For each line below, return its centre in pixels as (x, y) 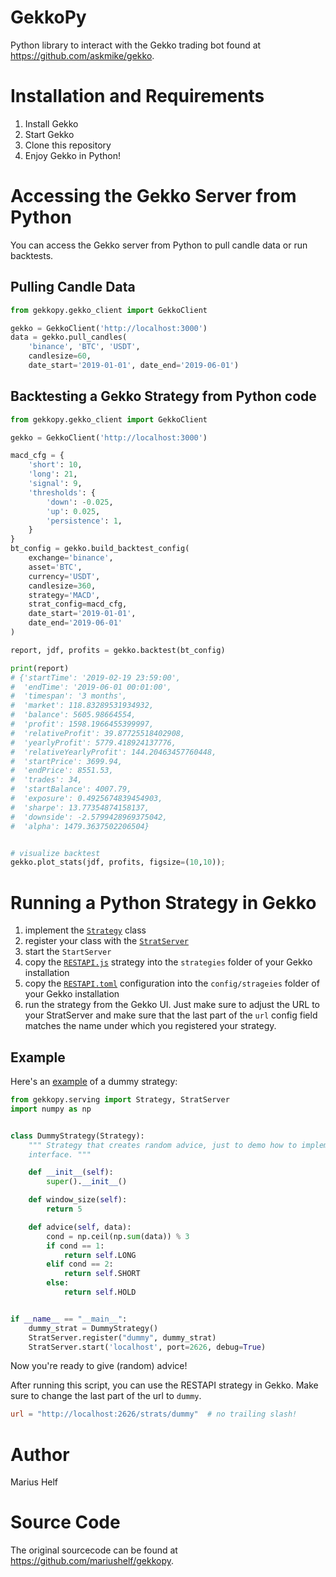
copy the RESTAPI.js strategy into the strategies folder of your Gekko (168, 962)
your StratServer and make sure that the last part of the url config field (171, 1015)
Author (40, 1454)
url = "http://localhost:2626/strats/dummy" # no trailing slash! (154, 1414)
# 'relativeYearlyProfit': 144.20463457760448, (113, 752)
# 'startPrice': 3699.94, (66, 761)
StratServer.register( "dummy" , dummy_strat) (122, 1337)
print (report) (40, 668)
